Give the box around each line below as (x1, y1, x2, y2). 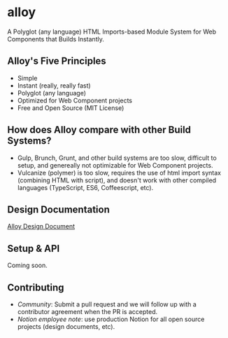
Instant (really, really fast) (17, 81, 91, 90)
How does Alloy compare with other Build (7, 124, 191, 136)
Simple (17, 74, 38, 82)
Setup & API (7, 243, 60, 255)
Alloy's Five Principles (7, 55, 106, 67)
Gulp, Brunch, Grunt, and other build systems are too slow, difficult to (17, 154, 217, 162)
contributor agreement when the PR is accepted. (17, 308, 158, 316)
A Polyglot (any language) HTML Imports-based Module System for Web (7, 27, 217, 36)
